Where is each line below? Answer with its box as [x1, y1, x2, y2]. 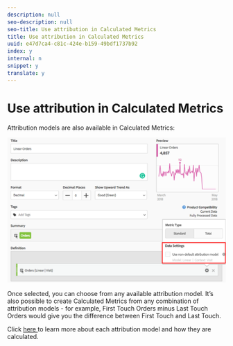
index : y [7, 48, 33, 55]
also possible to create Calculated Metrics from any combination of [7, 297, 199, 305]
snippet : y [7, 62, 39, 69]
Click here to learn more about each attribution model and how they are [7, 325, 212, 333]
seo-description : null [7, 18, 73, 26]
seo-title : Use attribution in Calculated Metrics [7, 26, 157, 33]
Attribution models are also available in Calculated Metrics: [7, 123, 175, 132]
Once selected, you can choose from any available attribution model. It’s [7, 289, 214, 297]
